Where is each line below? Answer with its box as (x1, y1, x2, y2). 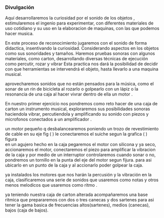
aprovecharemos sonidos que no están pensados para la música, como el (5, 81, 154, 87)
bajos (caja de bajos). (5, 207, 49, 213)
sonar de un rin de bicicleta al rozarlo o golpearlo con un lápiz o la (5, 86, 139, 92)
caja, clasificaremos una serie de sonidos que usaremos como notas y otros (5, 177, 159, 183)
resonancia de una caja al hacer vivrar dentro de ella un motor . (5, 91, 133, 97)
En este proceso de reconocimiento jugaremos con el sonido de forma (5, 40, 147, 46)
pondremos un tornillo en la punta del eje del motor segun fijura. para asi (5, 157, 152, 163)
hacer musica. (5, 31, 34, 37)
